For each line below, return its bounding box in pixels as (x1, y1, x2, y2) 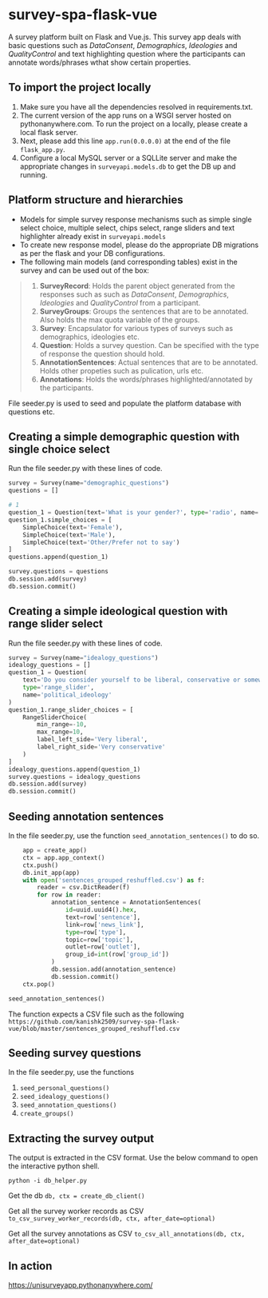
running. (19, 170, 48, 179)
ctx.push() (22, 861, 59, 869)
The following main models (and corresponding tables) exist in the (19, 257, 238, 266)
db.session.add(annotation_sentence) (50, 965, 177, 973)
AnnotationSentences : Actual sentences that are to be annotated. (39, 357, 258, 367)
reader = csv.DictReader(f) (37, 884, 130, 892)
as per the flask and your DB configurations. (19, 248, 165, 258)
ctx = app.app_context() (22, 853, 105, 861)
